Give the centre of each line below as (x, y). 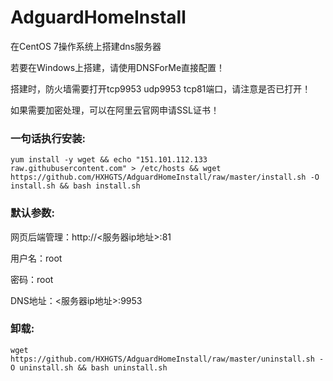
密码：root (32, 279)
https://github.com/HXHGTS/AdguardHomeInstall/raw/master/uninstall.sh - (167, 359)
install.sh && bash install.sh (75, 186)
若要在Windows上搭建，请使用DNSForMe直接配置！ (118, 67)
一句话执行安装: (48, 138)
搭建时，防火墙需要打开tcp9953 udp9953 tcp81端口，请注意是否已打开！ (161, 88)
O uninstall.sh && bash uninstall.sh (89, 367)
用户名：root (36, 258)
